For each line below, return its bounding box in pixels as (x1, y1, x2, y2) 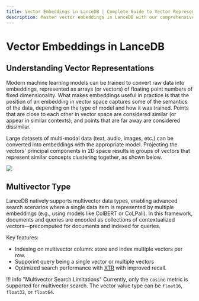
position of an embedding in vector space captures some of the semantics (6, 98, 188, 105)
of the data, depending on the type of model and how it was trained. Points (6, 104, 189, 111)
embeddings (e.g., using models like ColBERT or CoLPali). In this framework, (6, 210, 193, 217)
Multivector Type (6, 181, 71, 191)
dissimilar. (6, 123, 31, 130)
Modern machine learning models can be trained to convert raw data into (6, 79, 185, 86)
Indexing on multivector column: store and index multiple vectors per (14, 245, 183, 252)
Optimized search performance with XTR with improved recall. (14, 264, 167, 271)
